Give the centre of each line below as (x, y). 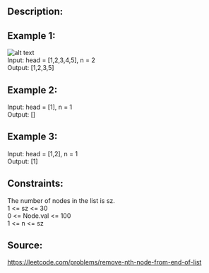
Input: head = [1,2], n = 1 (43, 153)
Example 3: (32, 137)
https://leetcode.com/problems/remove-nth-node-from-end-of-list (104, 262)
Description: (35, 12)
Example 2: (32, 90)
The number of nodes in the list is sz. (61, 200)
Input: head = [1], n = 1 (40, 107)
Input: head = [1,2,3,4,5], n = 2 (51, 60)
